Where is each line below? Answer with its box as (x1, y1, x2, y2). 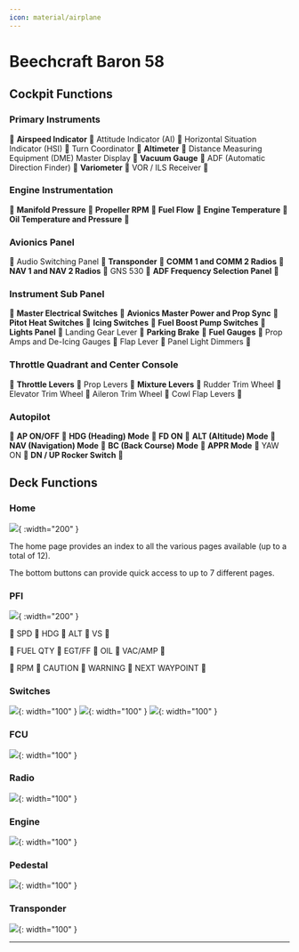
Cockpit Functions (9, 86, 113, 102)
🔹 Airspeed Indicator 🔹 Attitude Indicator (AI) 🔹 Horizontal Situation (9, 133, 257, 144)
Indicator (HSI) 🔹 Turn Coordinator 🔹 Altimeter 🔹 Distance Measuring (9, 143, 263, 154)
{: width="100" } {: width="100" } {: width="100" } (18, 706, 218, 717)
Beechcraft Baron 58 (9, 51, 165, 71)
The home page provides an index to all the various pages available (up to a (9, 540, 287, 552)
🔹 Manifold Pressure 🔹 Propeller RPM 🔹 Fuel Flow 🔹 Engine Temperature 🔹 (9, 204, 288, 214)
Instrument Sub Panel (9, 288, 105, 301)
